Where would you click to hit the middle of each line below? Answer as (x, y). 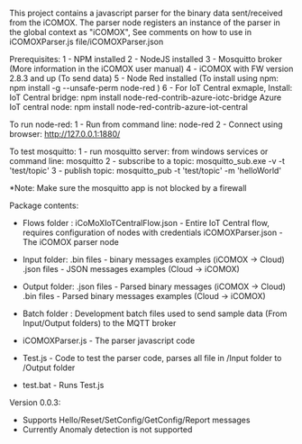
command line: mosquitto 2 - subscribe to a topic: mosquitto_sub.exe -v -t (147, 161)
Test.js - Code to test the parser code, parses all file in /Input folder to (152, 358)
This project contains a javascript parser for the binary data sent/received (146, 13)
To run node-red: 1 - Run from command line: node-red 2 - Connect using (146, 124)
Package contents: (44, 205)
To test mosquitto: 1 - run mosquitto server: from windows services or (139, 151)
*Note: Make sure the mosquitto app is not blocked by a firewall (128, 188)
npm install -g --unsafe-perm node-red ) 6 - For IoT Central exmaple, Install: (151, 88)
